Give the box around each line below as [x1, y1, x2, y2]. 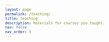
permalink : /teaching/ [5, 12, 51, 16]
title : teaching [5, 16, 38, 21]
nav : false [5, 25, 27, 30]
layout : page [5, 7, 31, 12]
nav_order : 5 [5, 29, 31, 34]
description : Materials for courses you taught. [5, 20, 105, 26]
